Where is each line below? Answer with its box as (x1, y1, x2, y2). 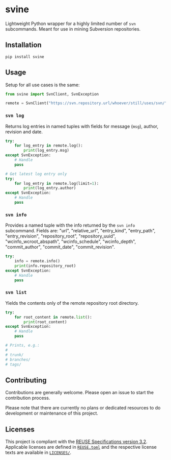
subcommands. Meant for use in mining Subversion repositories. (5, 26, 141, 32)
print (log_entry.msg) (23, 148, 70, 153)
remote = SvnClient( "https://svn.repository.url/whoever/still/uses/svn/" (5, 101, 167, 106)
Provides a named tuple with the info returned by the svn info (5, 222, 135, 228)
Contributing (5, 376, 47, 384)
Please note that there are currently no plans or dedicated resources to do (5, 405, 161, 411)
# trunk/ (5, 352, 24, 357)
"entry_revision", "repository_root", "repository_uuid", (5, 233, 116, 239)
